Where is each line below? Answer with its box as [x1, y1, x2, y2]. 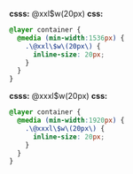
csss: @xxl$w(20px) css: [9, 9, 104, 19]
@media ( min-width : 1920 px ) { [17, 116, 125, 125]
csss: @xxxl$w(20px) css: [9, 91, 108, 102]
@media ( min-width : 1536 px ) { [17, 34, 125, 42]
